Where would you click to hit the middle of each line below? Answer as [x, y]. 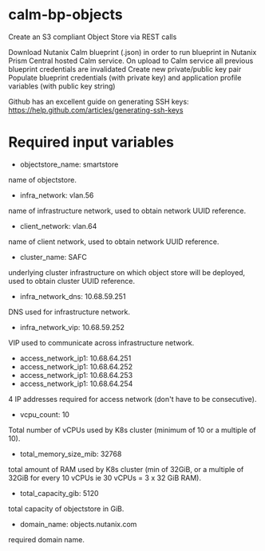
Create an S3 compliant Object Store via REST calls [93, 37]
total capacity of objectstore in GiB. [66, 509]
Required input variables [91, 142]
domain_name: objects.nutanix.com [78, 524]
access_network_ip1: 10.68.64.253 [76, 375]
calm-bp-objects [65, 15]
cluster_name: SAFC [53, 257]
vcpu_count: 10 [45, 414]
